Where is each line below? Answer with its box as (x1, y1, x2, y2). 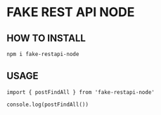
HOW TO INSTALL (6, 32, 86, 44)
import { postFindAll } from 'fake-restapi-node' (6, 88, 155, 95)
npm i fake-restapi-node (6, 50, 79, 57)
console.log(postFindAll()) (6, 101, 89, 108)
